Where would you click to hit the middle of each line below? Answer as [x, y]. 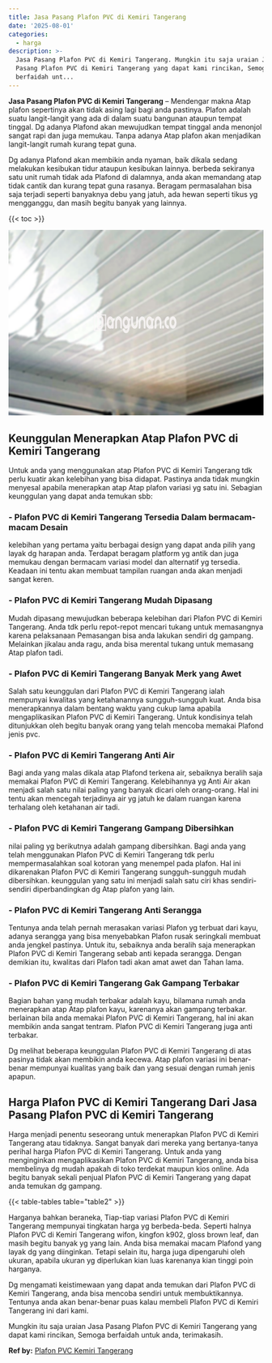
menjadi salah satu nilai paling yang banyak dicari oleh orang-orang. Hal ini [134, 790]
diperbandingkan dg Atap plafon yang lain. [104, 889]
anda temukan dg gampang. [55, 1186]
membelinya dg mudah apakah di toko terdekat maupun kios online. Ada [129, 1169]
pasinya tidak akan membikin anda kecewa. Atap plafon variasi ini [118, 1060]
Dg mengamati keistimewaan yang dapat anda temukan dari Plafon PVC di [132, 1284]
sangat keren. [31, 579]
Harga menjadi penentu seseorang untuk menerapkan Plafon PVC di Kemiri [134, 1134]
